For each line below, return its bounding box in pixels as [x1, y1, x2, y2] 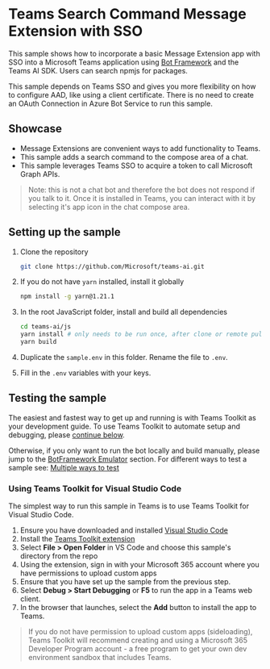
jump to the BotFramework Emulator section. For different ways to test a [8, 454, 247, 464]
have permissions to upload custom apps [19, 568, 157, 578]
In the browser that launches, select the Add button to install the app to [19, 603, 257, 613]
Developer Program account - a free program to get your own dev [27, 644, 247, 654]
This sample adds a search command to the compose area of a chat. [19, 152, 248, 161]
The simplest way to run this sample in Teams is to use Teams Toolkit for [8, 501, 250, 511]
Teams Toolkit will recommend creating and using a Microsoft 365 [27, 635, 248, 646]
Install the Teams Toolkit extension [19, 534, 135, 544]
